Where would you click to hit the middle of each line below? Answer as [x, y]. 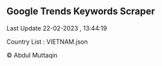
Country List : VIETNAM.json [47, 42]
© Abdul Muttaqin [32, 55]
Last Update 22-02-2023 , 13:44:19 [57, 28]
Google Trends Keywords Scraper [81, 11]
